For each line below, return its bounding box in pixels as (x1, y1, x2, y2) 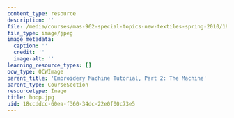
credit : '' (13, 49, 45, 56)
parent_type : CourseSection (7, 81, 89, 88)
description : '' (7, 17, 54, 24)
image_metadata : (7, 36, 54, 43)
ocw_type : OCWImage (7, 68, 64, 75)
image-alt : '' (13, 56, 54, 62)
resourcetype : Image (7, 87, 68, 94)
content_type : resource (7, 10, 77, 17)
